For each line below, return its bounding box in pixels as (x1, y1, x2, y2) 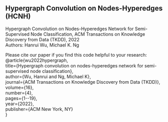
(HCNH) (5, 12, 31, 21)
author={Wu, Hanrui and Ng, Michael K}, (5, 74, 91, 80)
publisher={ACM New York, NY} (5, 106, 73, 112)
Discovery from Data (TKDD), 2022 (5, 36, 80, 42)
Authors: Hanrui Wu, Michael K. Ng (5, 42, 80, 48)
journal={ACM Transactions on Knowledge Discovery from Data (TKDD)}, (5, 79, 160, 85)
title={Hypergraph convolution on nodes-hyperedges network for (5, 62, 144, 68)
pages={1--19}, (5, 95, 38, 101)
